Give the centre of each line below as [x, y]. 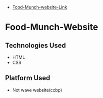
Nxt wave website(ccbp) [37, 90]
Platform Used [28, 78]
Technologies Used [35, 45]
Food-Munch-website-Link [40, 7]
